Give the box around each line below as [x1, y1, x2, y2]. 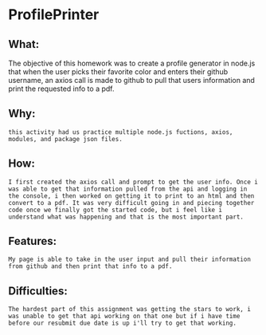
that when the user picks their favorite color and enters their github [8, 67, 229, 77]
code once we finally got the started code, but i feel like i [8, 206, 223, 214]
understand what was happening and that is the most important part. [8, 213, 244, 221]
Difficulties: [8, 284, 68, 298]
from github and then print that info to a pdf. [8, 262, 173, 270]
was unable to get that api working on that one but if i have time [8, 313, 241, 321]
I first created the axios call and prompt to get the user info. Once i [8, 178, 259, 186]
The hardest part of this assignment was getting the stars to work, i [8, 305, 251, 313]
